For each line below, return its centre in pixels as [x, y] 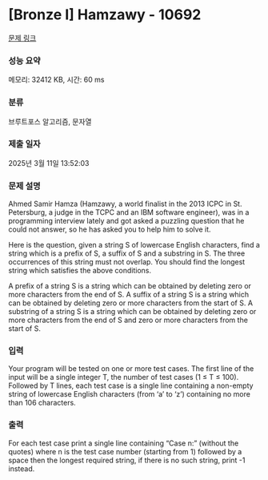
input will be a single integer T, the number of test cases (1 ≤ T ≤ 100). [124, 377]
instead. [22, 468]
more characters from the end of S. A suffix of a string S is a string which [129, 295]
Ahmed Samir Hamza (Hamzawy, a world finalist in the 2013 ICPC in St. [125, 204]
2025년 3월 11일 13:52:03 [49, 163]
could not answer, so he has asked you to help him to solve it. [110, 229]
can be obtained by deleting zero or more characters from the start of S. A [131, 303]
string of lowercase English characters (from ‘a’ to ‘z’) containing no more [129, 394]
